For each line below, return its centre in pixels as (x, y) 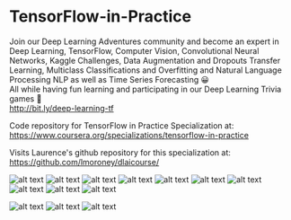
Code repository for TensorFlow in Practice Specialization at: (122, 125)
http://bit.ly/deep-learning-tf (62, 108)
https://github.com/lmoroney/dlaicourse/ (84, 162)
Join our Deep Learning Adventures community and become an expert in (145, 41)
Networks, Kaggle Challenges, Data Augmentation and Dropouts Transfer (145, 60)
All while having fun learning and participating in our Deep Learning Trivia (145, 89)
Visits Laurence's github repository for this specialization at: (120, 152)
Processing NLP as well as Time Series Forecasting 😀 (109, 79)
